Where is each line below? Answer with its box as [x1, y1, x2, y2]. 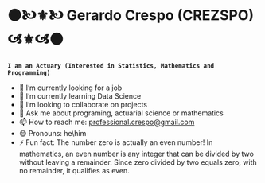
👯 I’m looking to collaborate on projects [18, 99, 148, 109]
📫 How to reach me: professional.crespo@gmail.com [18, 117, 195, 127]
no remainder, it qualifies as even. [18, 165, 131, 175]
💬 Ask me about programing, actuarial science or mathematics [18, 108, 224, 118]
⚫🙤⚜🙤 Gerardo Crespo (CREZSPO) [7, 6, 255, 25]
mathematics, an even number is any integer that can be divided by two [18, 149, 254, 158]
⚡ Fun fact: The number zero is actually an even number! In [18, 137, 213, 147]
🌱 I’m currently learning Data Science [18, 91, 142, 100]
